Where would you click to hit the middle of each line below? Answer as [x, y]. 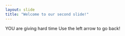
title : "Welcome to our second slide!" [47, 14]
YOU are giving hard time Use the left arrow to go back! [63, 28]
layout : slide [20, 10]
